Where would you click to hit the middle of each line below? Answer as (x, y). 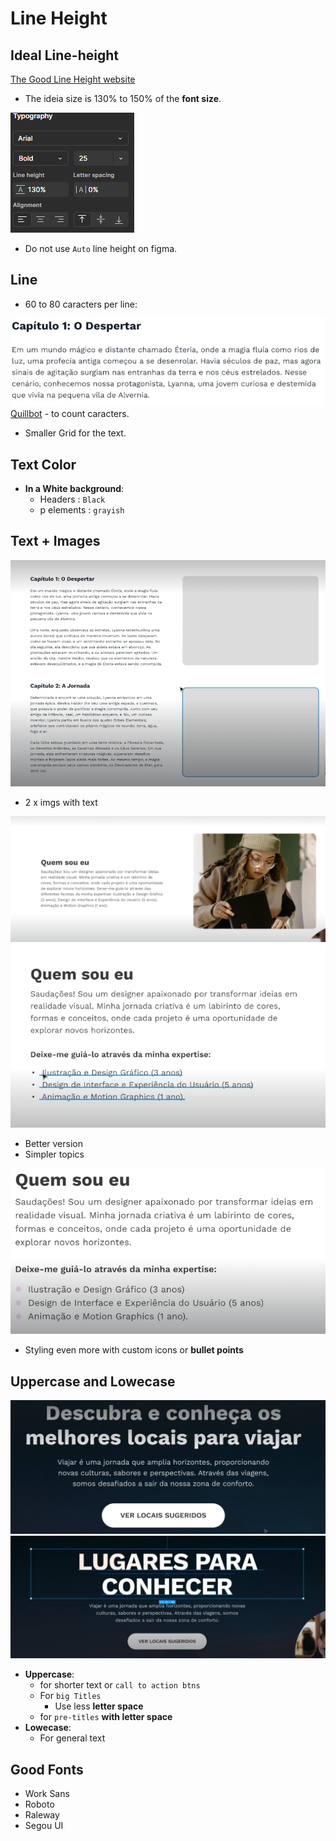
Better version (53, 1143)
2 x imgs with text (61, 803)
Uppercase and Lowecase (93, 1381)
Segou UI (44, 1826)
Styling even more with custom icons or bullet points (134, 1350)
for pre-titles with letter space (106, 1717)
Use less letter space (99, 1706)
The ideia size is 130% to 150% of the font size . (123, 98)
